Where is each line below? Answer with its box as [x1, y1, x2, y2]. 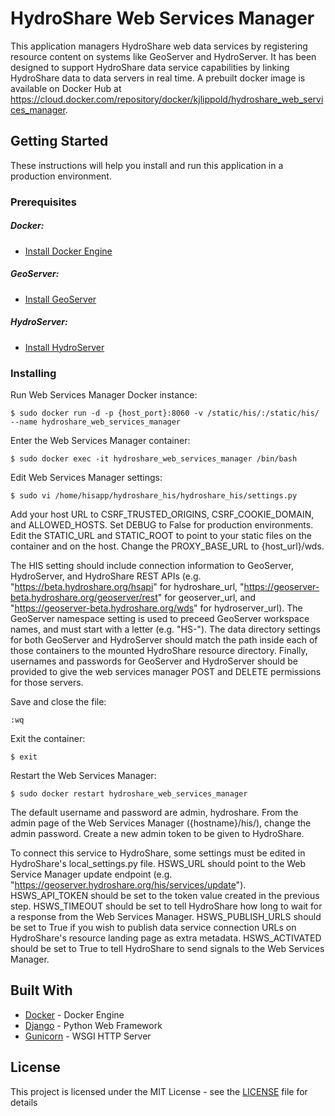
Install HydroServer [24, 341, 105, 353]
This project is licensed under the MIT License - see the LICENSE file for [10, 1085, 308, 1097]
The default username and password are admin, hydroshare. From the [10, 806, 299, 818]
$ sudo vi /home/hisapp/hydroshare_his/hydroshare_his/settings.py [10, 490, 298, 501]
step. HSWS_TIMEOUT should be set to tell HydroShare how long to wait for [10, 900, 323, 912]
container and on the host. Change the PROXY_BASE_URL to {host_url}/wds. [10, 540, 325, 552]
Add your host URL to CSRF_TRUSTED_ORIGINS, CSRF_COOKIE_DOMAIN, [10, 508, 315, 520]
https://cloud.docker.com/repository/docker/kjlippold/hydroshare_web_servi [10, 93, 324, 105]
